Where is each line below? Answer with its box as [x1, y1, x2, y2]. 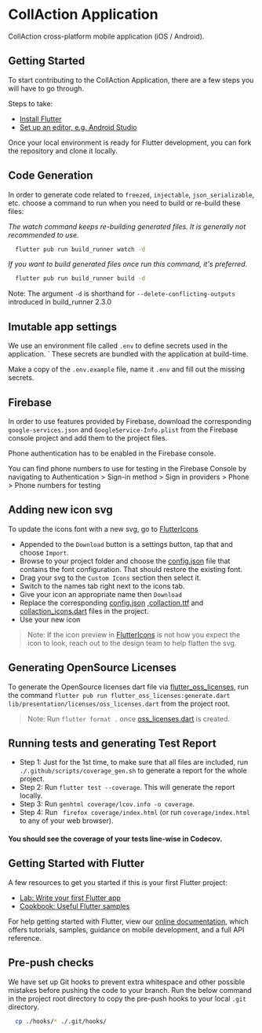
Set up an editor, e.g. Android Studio [19, 122, 137, 131]
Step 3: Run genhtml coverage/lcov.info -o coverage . [19, 799, 195, 809]
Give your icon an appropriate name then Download [19, 589, 183, 599]
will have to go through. [8, 83, 85, 93]
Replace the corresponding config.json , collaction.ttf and [19, 598, 204, 607]
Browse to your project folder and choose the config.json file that [19, 556, 231, 566]
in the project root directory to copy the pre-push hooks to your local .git [8, 994, 247, 1003]
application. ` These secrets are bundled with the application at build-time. [8, 349, 249, 359]
